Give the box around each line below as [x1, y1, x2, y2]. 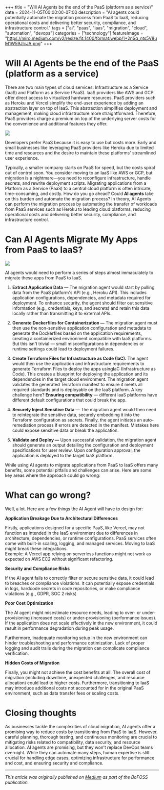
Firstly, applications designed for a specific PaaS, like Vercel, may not [5, 524, 145, 531]
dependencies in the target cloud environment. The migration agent [12, 376, 148, 382]
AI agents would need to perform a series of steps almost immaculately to [5, 270, 154, 275]
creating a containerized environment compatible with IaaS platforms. [12, 335, 152, 341]
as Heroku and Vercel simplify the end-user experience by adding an [5, 100, 144, 106]
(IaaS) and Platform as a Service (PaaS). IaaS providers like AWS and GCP [5, 89, 154, 95]
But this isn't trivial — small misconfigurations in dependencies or [12, 341, 144, 346]
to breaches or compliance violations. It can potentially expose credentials [5, 580, 155, 586]
